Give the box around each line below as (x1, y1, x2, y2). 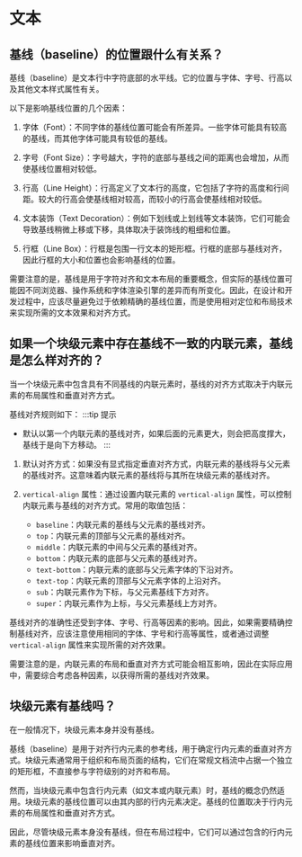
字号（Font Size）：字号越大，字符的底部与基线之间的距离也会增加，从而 (22, 152, 289, 163)
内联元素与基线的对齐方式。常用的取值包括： (22, 500, 189, 511)
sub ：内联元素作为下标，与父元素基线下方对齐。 (35, 586, 214, 597)
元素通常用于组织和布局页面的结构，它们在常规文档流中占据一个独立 (40, 754, 293, 765)
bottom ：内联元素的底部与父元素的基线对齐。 (35, 552, 202, 563)
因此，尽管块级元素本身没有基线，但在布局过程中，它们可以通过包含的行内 (9, 826, 285, 837)
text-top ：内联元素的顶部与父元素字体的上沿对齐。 (35, 575, 226, 585)
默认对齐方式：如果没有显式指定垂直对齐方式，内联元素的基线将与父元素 (22, 458, 290, 469)
